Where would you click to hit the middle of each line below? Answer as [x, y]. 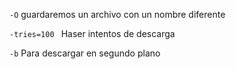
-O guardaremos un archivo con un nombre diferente [117, 14]
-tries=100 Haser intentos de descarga [92, 33]
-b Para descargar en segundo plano [85, 53]
